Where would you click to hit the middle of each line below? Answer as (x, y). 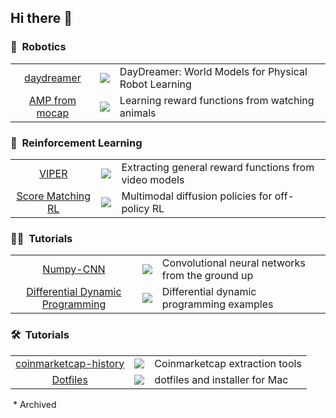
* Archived (34, 404)
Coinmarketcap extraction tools (228, 363)
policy (135, 208)
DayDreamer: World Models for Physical (213, 71)
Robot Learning (155, 84)
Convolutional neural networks (233, 263)
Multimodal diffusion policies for (197, 196)
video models (153, 179)
